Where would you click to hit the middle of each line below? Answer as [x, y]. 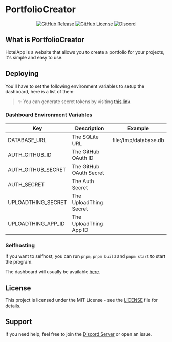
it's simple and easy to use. [34, 57]
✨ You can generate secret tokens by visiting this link [74, 102]
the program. [19, 262]
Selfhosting [20, 245]
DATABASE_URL [27, 140]
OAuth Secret [88, 173]
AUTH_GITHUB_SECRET [37, 169]
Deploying [22, 74]
